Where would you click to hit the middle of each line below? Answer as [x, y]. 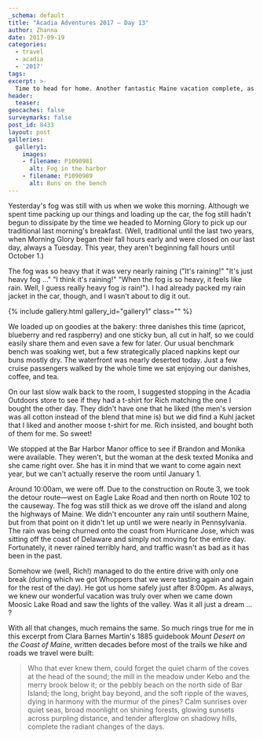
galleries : [26, 139]
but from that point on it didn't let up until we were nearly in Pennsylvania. [128, 522]
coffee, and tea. [34, 376]
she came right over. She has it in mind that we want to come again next [125, 465]
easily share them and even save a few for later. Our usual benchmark [121, 343]
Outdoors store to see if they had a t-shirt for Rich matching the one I [120, 400]
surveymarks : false [40, 118]
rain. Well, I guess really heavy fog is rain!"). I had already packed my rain [127, 287]
